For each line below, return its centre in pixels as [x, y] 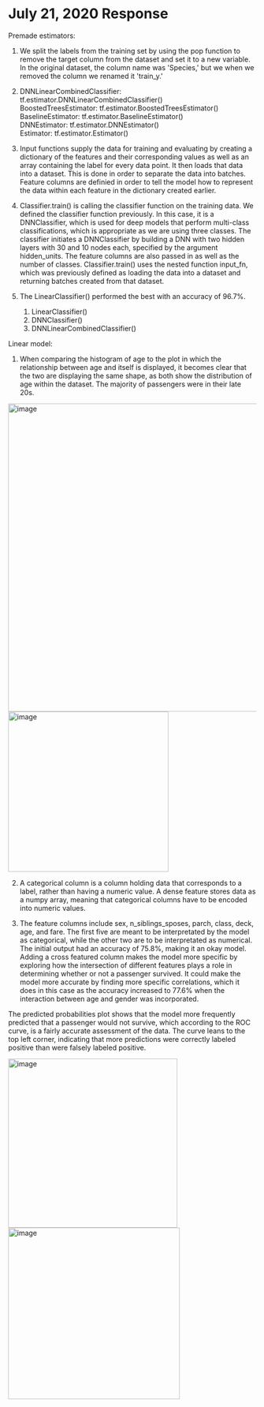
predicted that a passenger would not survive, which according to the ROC [129, 1022]
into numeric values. [52, 908]
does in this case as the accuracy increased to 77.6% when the [122, 990]
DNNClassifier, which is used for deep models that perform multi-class [134, 222]
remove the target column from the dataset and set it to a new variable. [135, 59]
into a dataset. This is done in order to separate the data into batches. [132, 174]
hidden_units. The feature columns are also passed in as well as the [129, 256]
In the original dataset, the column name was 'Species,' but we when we [137, 67]
